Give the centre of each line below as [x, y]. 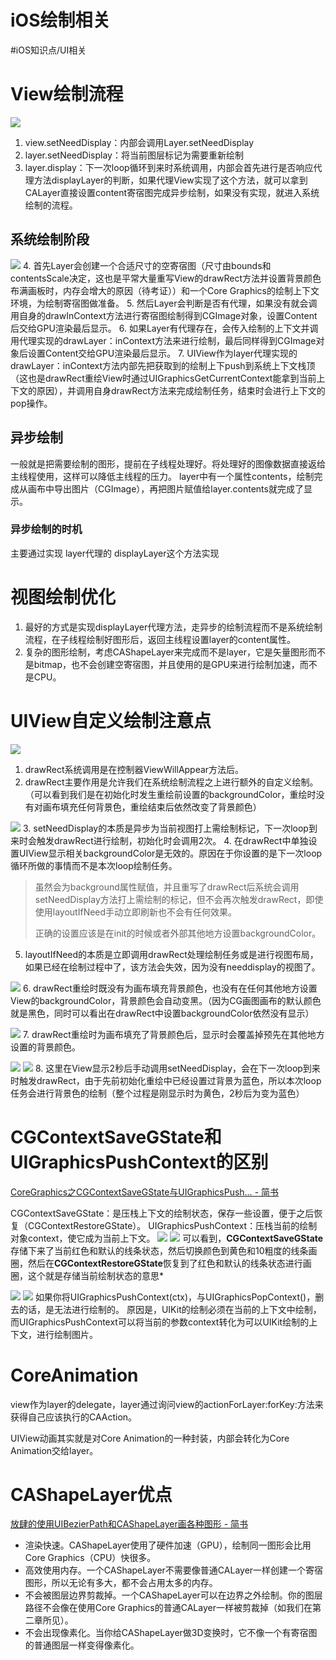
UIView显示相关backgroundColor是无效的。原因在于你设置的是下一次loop [170, 853]
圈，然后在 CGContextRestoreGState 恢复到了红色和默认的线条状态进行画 [161, 1263]
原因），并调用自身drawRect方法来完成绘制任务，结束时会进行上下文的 [181, 390]
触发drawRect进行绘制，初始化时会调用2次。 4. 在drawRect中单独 [172, 840]
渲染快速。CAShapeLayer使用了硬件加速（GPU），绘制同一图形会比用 [168, 1545]
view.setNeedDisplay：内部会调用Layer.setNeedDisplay [139, 142]
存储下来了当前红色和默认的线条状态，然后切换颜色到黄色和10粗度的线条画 [164, 1250]
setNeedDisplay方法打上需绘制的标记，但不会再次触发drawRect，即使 [179, 899]
